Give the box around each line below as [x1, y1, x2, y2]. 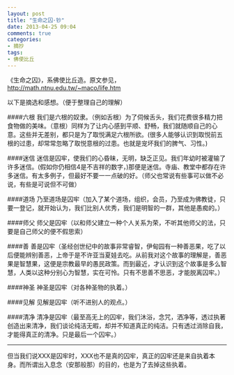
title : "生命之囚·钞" [7, 17, 65, 24]
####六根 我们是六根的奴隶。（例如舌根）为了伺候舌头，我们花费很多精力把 [7, 112, 223, 121]
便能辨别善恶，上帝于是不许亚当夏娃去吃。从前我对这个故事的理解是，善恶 [13, 251, 227, 259]
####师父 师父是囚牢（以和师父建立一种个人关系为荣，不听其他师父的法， [7, 218, 220, 227]
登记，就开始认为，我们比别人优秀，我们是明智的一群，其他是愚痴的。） [19, 203, 224, 212]
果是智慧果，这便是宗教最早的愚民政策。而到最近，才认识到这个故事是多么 [7, 259, 221, 267]
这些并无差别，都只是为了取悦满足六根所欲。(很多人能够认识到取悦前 [19, 130, 217, 138]
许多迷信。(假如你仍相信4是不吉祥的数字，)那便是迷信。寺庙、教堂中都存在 [7, 162, 221, 171]
